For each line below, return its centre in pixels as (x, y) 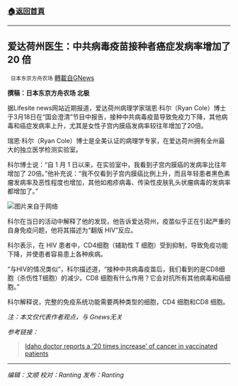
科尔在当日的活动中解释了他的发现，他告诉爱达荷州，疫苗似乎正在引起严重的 (119, 222)
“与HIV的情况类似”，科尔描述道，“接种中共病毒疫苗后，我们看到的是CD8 (113, 269)
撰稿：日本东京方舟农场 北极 (49, 93)
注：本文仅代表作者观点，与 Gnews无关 (65, 317)
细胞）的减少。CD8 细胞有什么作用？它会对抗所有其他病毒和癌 (133, 278)
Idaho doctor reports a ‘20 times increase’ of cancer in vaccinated (121, 346)
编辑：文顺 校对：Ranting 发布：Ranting (66, 375)
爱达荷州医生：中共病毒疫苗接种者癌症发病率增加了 (119, 46)
